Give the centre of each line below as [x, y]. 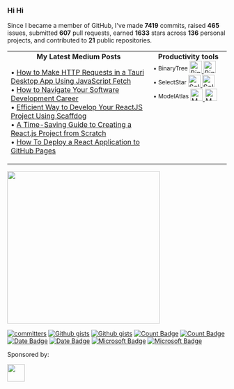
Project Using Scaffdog [49, 116]
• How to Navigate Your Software [65, 90]
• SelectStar [170, 82]
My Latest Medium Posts [79, 56]
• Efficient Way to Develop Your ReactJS [77, 107]
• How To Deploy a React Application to [76, 142]
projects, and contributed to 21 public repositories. [79, 40]
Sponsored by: [28, 355]
